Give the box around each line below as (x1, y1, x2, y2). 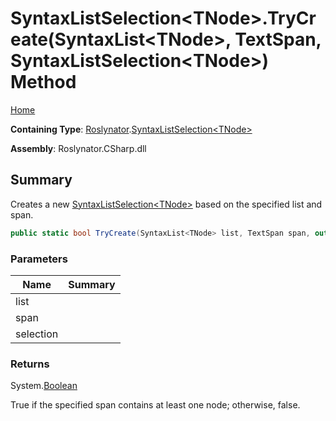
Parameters (10, 252, 68, 266)
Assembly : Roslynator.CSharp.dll (10, 142, 147, 154)
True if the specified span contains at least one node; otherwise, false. (10, 399, 301, 411)
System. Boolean (10, 380, 78, 392)
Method (10, 71, 77, 94)
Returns (10, 357, 50, 371)
